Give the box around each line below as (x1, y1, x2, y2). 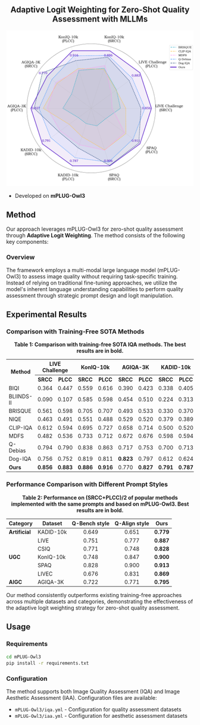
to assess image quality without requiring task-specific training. (22, 273, 178, 280)
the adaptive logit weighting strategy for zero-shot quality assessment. (6, 604, 180, 611)
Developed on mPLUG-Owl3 (14, 192, 85, 200)
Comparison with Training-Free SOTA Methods (6, 327, 145, 335)
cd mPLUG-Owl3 (6, 654, 42, 660)
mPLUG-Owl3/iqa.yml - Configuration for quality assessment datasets (14, 706, 182, 713)
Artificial (8, 528, 31, 536)
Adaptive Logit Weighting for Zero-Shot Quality (10, 5, 190, 15)
